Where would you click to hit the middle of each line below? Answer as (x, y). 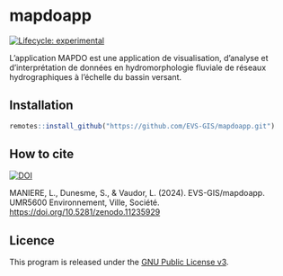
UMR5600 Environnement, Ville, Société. (84, 202)
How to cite (42, 154)
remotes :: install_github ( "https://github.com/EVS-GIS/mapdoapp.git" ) (142, 126)
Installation (41, 106)
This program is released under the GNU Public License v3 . (119, 263)
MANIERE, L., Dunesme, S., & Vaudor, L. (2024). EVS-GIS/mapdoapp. (137, 193)
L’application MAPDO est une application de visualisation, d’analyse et (139, 58)
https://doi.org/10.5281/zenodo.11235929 (85, 212)
